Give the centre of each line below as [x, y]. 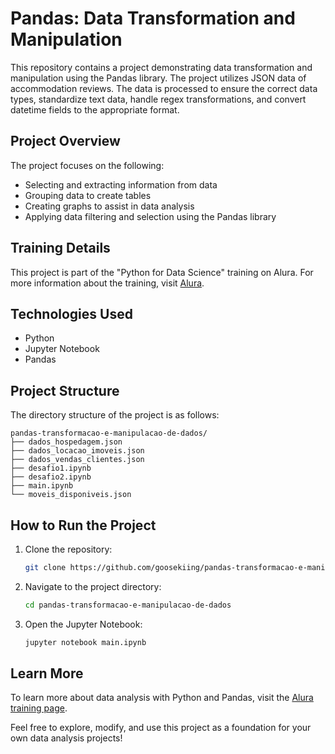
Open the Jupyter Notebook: [83, 624]
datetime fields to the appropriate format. [95, 109]
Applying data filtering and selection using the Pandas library [150, 216]
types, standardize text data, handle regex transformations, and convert [158, 99]
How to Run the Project [83, 525]
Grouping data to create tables [88, 195]
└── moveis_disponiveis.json [71, 495]
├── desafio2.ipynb [51, 477]
